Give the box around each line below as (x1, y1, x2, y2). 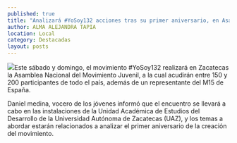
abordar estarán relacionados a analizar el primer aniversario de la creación (7, 122, 227, 130)
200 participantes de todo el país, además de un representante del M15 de (7, 78, 224, 87)
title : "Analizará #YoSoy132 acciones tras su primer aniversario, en (7, 17, 219, 24)
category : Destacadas (7, 37, 71, 44)
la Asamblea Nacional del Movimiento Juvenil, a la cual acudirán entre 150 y (7, 71, 228, 79)
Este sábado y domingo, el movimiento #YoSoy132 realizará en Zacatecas (14, 63, 229, 71)
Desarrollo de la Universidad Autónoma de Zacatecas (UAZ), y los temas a (7, 114, 224, 123)
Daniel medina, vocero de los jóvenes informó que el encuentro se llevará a (7, 99, 226, 108)
